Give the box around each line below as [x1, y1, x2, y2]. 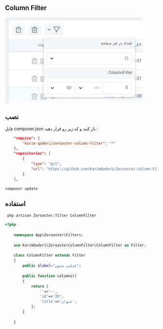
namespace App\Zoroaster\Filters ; [14, 232, 83, 238]
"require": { [14, 136, 40, 141]
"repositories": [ [14, 151, 51, 156]
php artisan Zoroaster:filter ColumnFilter [7, 213, 97, 218]
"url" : [31, 166, 45, 171]
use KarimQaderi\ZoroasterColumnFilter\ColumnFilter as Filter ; [14, 243, 147, 248]
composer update [5, 186, 38, 191]
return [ [31, 284, 49, 289]
